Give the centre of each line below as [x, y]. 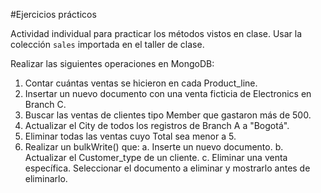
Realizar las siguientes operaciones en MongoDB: [112, 63]
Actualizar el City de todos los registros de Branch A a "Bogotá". [157, 125]
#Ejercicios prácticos [53, 14]
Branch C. [45, 104]
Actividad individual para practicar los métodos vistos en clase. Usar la [156, 33]
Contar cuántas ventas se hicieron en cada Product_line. [141, 83]
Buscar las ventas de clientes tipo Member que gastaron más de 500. [168, 115]
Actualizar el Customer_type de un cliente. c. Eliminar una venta [156, 157]
